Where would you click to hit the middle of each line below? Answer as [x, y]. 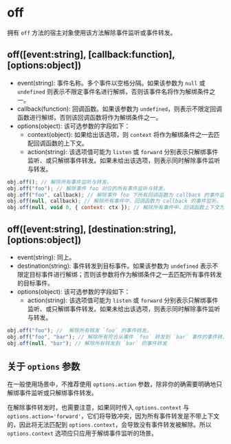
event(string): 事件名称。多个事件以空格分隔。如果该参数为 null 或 [111, 83]
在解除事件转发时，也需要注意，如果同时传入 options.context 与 [98, 408]
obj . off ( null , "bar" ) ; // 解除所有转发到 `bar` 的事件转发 [87, 343]
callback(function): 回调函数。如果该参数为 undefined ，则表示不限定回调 [119, 109]
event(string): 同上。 [46, 257]
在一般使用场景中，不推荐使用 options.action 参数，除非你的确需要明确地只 [115, 384]
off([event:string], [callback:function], [91, 55]
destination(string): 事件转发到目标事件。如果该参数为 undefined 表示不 [118, 266]
